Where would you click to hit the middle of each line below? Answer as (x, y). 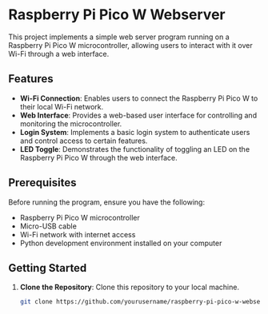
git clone (36, 302)
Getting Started (48, 268)
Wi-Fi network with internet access (78, 234)
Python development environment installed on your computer (121, 243)
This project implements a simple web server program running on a (119, 37)
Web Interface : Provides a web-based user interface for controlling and (138, 115)
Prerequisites (42, 183)
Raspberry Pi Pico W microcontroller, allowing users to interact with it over (131, 45)
